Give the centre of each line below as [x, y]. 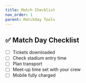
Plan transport [27, 64]
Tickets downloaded [34, 52]
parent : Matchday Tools [30, 19]
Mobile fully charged [34, 75]
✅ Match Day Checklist [42, 40]
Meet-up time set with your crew [47, 70]
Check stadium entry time [39, 58]
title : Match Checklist [30, 10]
